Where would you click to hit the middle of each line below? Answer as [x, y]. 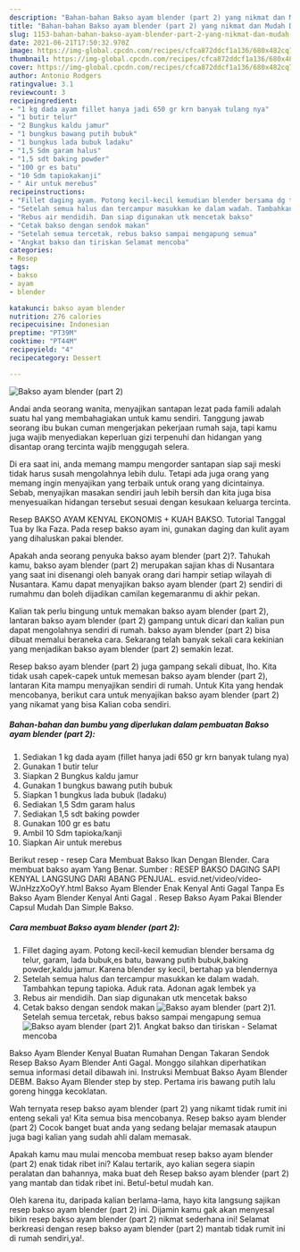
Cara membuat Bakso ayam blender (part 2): [95, 927]
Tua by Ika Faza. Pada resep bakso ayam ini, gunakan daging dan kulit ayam [150, 529]
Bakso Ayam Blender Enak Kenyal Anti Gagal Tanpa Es [185, 888]
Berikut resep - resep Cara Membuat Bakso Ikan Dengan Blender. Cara [139, 859]
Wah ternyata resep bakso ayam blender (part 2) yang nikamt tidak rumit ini [148, 1108]
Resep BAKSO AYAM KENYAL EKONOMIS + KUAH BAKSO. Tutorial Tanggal [147, 519]
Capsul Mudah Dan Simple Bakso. [71, 907]
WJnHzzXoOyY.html [46, 888]
